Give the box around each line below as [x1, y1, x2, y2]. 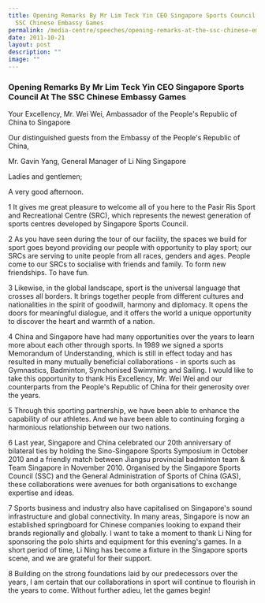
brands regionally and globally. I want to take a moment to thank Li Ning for [8, 529, 252, 538]
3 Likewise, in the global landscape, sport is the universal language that [8, 283, 241, 292]
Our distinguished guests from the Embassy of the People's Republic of [8, 133, 241, 143]
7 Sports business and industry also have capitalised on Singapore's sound [8, 504, 252, 513]
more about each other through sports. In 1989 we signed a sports [8, 341, 224, 350]
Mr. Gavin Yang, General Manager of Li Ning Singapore [8, 157, 187, 166]
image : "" [8, 56, 41, 64]
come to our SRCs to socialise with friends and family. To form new [8, 259, 226, 269]
